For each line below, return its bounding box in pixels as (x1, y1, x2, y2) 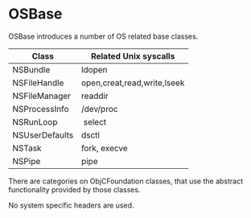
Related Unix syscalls (91, 50, 175, 61)
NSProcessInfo (12, 103, 70, 114)
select (83, 116, 107, 127)
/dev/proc (80, 103, 118, 114)
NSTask (12, 142, 42, 154)
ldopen (80, 64, 108, 75)
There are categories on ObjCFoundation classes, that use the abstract (8, 176, 244, 186)
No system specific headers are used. (8, 200, 134, 210)
